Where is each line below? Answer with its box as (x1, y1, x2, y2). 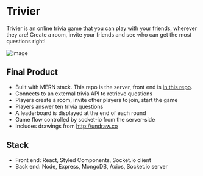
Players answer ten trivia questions (15, 103, 104, 110)
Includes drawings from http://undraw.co (15, 122, 118, 130)
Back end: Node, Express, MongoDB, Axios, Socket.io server (15, 163, 168, 170)
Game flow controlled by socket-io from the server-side (15, 116, 155, 123)
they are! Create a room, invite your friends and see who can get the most (6, 31, 192, 38)
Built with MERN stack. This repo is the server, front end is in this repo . (15, 83, 193, 90)
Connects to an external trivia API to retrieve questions (15, 90, 153, 97)
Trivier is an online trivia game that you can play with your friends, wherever (6, 24, 197, 32)
